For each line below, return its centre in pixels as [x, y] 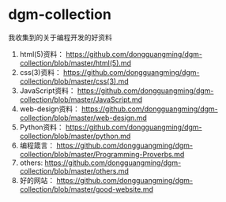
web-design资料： [50, 109]
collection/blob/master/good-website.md [87, 189]
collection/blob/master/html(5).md [75, 63]
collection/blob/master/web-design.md [83, 118]
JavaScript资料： [48, 90]
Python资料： [42, 127]
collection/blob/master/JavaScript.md [81, 99]
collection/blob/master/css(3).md [74, 81]
